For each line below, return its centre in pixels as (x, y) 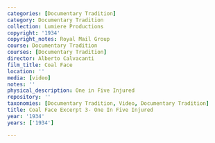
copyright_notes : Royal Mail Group (59, 39)
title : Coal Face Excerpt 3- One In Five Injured (80, 110)
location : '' (26, 71)
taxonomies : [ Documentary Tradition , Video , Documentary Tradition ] (108, 104)
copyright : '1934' (34, 33)
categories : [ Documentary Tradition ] (62, 13)
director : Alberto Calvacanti (51, 59)
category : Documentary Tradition (55, 20)
